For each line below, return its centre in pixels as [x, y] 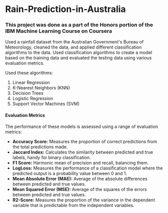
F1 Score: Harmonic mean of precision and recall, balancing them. [80, 162]
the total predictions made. [40, 146]
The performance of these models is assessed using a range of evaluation [82, 126]
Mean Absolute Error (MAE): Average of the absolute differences [80, 178]
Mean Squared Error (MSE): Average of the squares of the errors [79, 189]
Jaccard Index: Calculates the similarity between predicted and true [83, 152]
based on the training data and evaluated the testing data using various [78, 58]
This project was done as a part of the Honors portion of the [79, 25]
